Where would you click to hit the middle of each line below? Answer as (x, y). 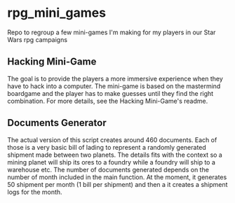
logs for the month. (35, 192)
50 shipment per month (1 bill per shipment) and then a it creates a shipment (117, 184)
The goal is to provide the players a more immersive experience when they (115, 78)
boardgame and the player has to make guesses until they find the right (110, 93)
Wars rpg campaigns (38, 39)
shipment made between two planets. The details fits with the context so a (115, 155)
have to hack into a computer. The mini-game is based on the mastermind (114, 86)
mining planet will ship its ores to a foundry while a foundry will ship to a (112, 162)
